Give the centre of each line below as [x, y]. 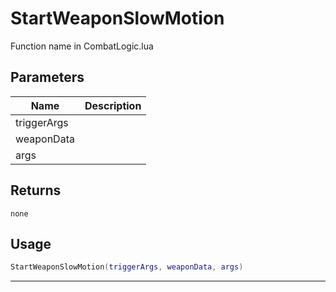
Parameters [47, 77]
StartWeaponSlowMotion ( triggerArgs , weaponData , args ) [127, 267]
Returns [36, 190]
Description [113, 105]
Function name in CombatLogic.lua [82, 46]
